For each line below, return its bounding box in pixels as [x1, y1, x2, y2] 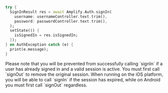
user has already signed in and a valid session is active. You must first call [5, 66, 160, 72]
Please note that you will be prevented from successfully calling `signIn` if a [5, 60, 163, 66]
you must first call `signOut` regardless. [5, 82, 88, 88]
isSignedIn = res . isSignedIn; [14, 33, 78, 38]
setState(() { [10, 28, 39, 33]
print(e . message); [10, 47, 49, 52]
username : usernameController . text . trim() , [14, 14, 108, 19]
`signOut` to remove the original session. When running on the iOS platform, [5, 71, 163, 77]
